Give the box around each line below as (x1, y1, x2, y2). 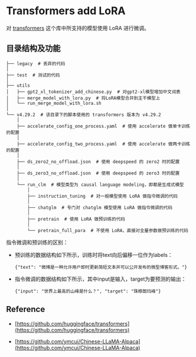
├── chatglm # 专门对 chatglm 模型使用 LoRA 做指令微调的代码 (27, 204, 173, 211)
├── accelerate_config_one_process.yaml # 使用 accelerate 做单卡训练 (17, 123, 191, 129)
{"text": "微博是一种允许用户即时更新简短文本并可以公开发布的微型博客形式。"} (14, 264, 188, 270)
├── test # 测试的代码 (6, 72, 60, 78)
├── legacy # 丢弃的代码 (6, 60, 66, 66)
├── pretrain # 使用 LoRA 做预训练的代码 (27, 216, 125, 222)
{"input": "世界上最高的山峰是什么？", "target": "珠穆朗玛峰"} (14, 288, 161, 294)
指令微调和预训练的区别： (6, 239, 68, 246)
